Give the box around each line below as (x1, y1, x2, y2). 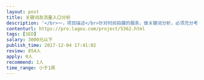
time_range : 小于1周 (6, 64, 56, 71)
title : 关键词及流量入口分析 (6, 14, 71, 20)
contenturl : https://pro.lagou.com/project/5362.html (6, 25, 146, 32)
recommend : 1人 (6, 59, 44, 65)
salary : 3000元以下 (6, 37, 53, 43)
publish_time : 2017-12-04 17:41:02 (6, 43, 97, 49)
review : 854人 (6, 48, 41, 54)
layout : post (6, 8, 39, 15)
